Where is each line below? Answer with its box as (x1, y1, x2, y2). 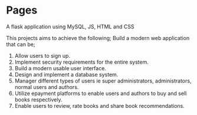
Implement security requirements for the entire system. (14, 58, 149, 65)
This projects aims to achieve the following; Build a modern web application (6, 34, 190, 41)
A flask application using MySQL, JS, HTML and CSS (6, 23, 134, 30)
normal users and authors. (14, 83, 79, 90)
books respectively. (14, 96, 63, 103)
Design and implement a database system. (14, 71, 119, 78)
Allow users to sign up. (14, 52, 71, 59)
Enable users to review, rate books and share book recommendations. (14, 102, 185, 109)
